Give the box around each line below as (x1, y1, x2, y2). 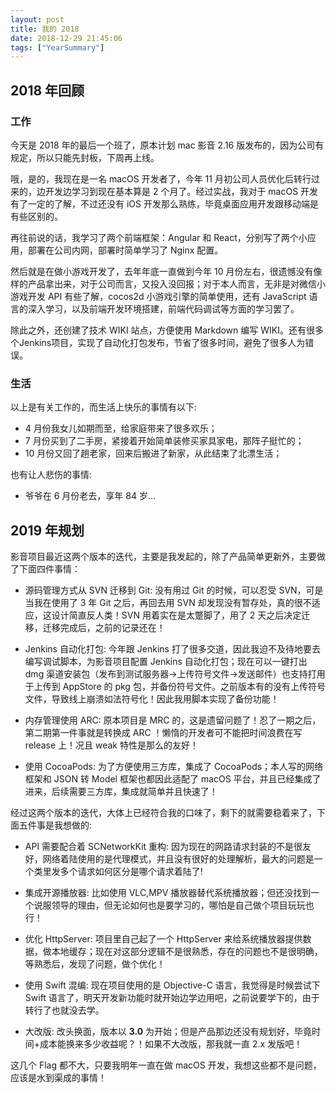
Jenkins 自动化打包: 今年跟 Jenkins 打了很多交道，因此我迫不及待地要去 (24, 643, 321, 655)
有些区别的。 (10, 210, 63, 222)
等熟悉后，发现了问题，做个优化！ (24, 958, 166, 970)
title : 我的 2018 (10, 24, 80, 34)
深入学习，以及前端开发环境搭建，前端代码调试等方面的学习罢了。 (27, 302, 300, 315)
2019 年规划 (10, 522, 85, 539)
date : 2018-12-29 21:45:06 (10, 33, 123, 43)
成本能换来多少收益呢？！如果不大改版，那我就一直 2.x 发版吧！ (39, 1038, 303, 1050)
